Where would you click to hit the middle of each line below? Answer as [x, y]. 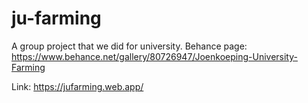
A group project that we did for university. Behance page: [129, 46]
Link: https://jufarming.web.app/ [77, 86]
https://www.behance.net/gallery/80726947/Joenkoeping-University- [154, 56]
